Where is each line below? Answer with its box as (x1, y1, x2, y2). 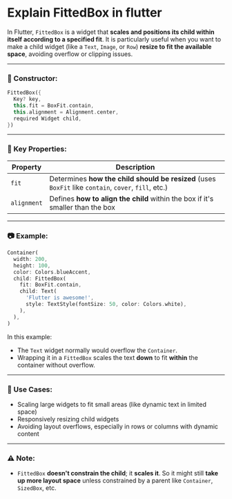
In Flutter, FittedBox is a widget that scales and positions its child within (7, 28, 215, 36)
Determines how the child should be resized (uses (49, 174, 216, 183)
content (17, 429, 39, 437)
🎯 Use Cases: (7, 384, 53, 394)
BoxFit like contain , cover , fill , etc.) (49, 182, 168, 192)
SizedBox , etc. (17, 484, 57, 492)
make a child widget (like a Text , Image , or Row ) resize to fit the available (7, 42, 212, 51)
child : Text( (19, 288, 57, 295)
